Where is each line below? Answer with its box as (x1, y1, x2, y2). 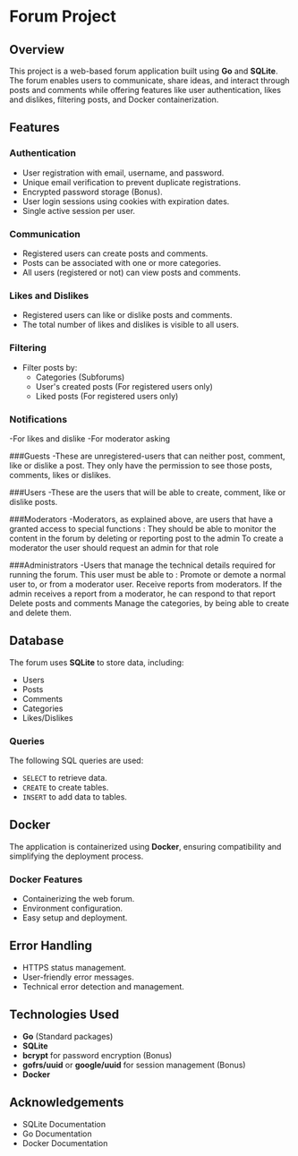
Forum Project (9, 6, 116, 27)
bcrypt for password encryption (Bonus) (21, 1049, 173, 1060)
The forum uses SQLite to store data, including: (9, 656, 184, 668)
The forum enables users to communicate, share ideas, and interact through (9, 75, 290, 86)
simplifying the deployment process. (9, 851, 144, 861)
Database (9, 633, 64, 648)
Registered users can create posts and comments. (21, 248, 209, 259)
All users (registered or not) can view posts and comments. (21, 267, 242, 278)
